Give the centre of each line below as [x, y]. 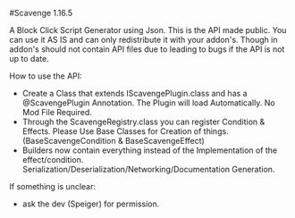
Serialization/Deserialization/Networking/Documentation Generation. [148, 169]
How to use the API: [46, 76]
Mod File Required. [57, 112]
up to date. [29, 59]
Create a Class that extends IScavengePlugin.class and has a [135, 93]
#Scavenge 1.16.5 [41, 13]
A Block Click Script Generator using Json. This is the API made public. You [148, 30]
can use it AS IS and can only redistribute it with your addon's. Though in [143, 40]
